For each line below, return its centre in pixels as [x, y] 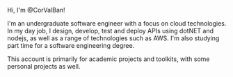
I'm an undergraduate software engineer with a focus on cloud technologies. [117, 23]
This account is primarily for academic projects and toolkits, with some [109, 59]
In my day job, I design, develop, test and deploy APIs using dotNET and [111, 31]
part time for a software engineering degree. [71, 45]
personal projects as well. [44, 66]
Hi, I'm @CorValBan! [36, 10]
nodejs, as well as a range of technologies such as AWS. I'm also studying [113, 38]
